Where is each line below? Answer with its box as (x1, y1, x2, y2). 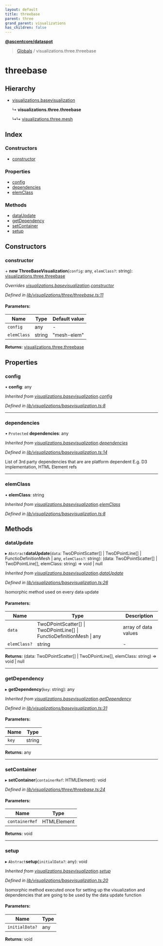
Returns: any (5, 749, 32, 755)
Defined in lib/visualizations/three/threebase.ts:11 (5, 292, 104, 298)
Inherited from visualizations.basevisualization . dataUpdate (5, 570, 124, 576)
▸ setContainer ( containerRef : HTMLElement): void (5, 777, 107, 783)
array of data (123, 624, 152, 631)
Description (125, 612, 153, 619)
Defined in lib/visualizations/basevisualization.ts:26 (5, 580, 108, 586)
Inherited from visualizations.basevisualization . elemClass (5, 501, 120, 507)
